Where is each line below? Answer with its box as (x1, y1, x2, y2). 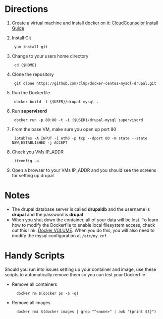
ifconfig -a (14, 158, 39, 163)
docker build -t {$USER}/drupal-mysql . (14, 99, 99, 104)
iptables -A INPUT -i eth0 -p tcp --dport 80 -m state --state (14, 135, 148, 141)
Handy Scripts (4, 250, 65, 261)
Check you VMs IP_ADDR (11, 149, 64, 155)
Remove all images (11, 299, 51, 306)
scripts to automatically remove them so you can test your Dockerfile (4, 271, 146, 277)
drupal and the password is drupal (11, 211, 83, 217)
